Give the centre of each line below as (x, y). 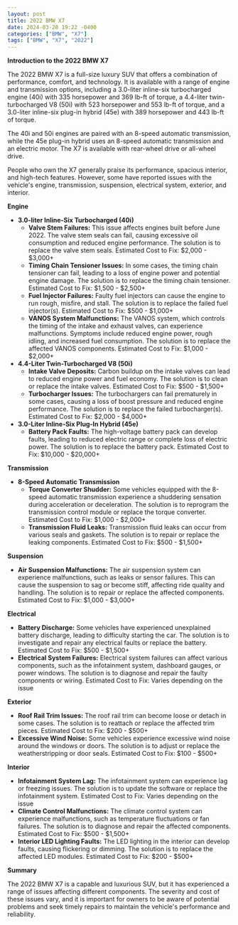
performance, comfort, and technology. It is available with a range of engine (119, 82)
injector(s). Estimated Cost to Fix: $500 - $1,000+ (101, 311)
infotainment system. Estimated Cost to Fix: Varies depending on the (118, 796)
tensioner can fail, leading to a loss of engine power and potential (124, 273)
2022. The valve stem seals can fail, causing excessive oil (113, 235)
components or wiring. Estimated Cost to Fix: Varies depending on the (120, 680)
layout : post (27, 14)
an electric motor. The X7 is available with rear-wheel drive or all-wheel (112, 149)
